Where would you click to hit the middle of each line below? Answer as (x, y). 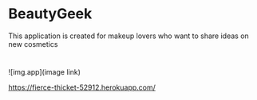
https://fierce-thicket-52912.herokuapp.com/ (82, 87)
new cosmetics (33, 44)
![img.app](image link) (45, 72)
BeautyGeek (50, 14)
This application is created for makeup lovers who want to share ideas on (128, 36)
